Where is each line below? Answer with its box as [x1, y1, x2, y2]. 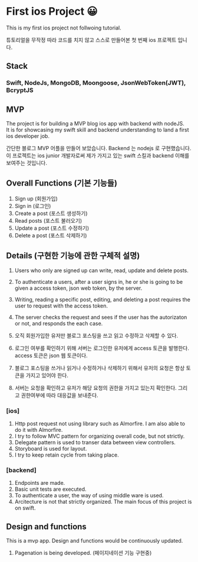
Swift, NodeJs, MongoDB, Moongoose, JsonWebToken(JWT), [6, 79, 186, 87]
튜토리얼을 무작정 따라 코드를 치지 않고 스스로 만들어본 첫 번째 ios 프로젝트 [6, 36, 177, 43]
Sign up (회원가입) [14, 195, 58, 202]
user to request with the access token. [14, 302, 108, 309]
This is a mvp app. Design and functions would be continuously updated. [6, 537, 183, 544]
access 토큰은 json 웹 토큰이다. [14, 352, 88, 359]
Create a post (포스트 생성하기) [14, 210, 88, 217]
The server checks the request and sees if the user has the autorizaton [14, 313, 187, 320]
